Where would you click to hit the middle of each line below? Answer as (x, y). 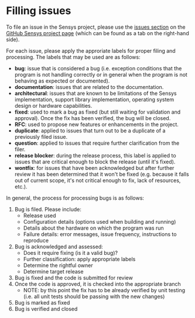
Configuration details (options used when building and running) (100, 221)
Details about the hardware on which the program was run (93, 228)
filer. (20, 149)
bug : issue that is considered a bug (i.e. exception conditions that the (98, 68)
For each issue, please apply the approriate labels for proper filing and (91, 50)
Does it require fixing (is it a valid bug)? (71, 252)
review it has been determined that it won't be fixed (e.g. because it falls (102, 174)
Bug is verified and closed (46, 309)
